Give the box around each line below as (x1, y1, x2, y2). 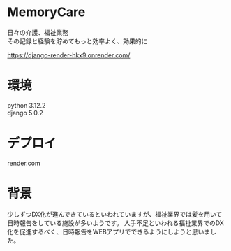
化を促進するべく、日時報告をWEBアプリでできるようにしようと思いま (7, 227, 211, 236)
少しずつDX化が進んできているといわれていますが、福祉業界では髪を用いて (7, 210, 223, 218)
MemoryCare (7, 4, 86, 20)
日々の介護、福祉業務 (7, 28, 68, 36)
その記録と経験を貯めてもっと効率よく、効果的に (7, 36, 148, 45)
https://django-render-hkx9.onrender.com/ (7, 50, 131, 59)
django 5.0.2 (7, 108, 43, 117)
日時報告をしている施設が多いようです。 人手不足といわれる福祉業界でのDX (7, 218, 225, 227)
